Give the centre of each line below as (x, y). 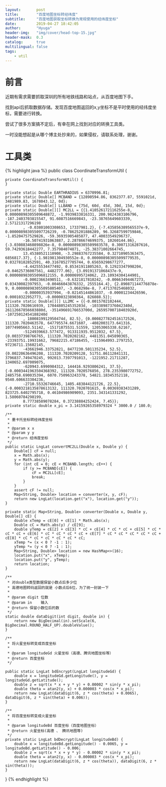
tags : (11, 51)
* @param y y (21, 433)
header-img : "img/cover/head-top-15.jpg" (51, 33)
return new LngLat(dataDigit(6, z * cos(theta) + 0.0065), (77, 694)
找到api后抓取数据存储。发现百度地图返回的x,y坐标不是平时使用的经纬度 (79, 107)
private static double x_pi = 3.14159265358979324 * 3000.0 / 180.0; (79, 406)
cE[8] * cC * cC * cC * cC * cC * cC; (45, 538)
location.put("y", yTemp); (42, 560)
